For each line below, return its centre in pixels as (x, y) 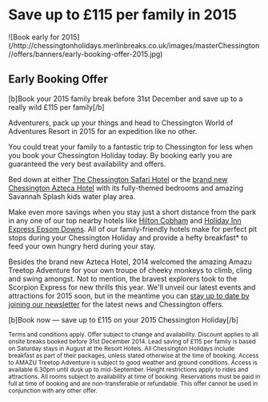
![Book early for (34, 37)
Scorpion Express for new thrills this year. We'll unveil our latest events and (132, 287)
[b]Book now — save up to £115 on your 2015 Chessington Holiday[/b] (123, 319)
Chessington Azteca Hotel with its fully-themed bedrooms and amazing (126, 188)
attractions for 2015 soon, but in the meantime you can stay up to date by (129, 295)
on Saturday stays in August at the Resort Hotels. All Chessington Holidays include (122, 348)
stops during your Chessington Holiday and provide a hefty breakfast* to (128, 238)
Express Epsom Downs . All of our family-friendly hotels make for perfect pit (133, 229)
